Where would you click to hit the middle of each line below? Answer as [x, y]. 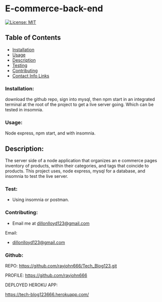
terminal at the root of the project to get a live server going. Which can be [79, 104]
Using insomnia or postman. [40, 200]
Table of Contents [33, 38]
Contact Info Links [31, 76]
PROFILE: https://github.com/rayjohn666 [46, 275]
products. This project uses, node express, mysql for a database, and [75, 171]
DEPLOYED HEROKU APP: [31, 285]
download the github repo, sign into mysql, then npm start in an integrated [80, 100]
